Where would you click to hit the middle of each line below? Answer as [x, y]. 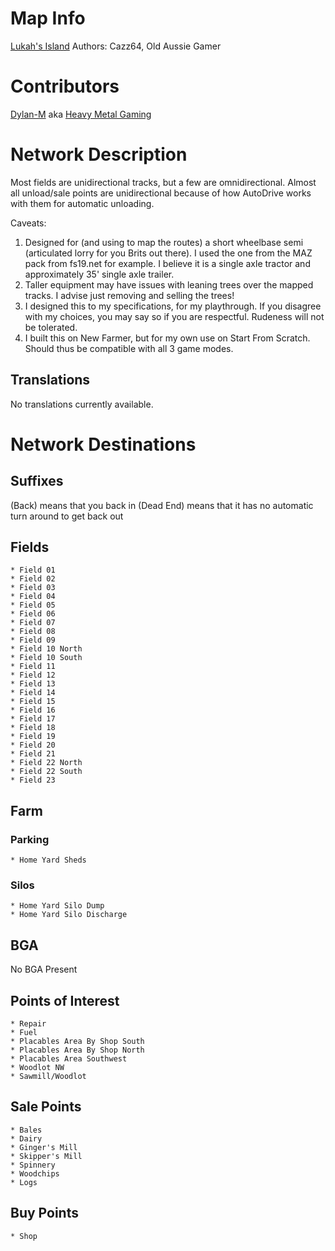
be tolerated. [51, 327]
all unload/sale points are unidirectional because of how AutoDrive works [161, 193]
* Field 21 [33, 754]
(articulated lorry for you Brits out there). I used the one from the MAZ [168, 253]
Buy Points [44, 1213]
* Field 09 [33, 640]
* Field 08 [33, 632]
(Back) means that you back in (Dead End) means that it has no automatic [162, 505]
